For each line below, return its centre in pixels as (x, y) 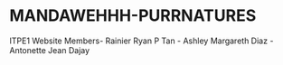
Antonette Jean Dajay (50, 50)
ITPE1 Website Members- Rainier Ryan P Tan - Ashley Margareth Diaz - (141, 41)
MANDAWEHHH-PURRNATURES (133, 16)
